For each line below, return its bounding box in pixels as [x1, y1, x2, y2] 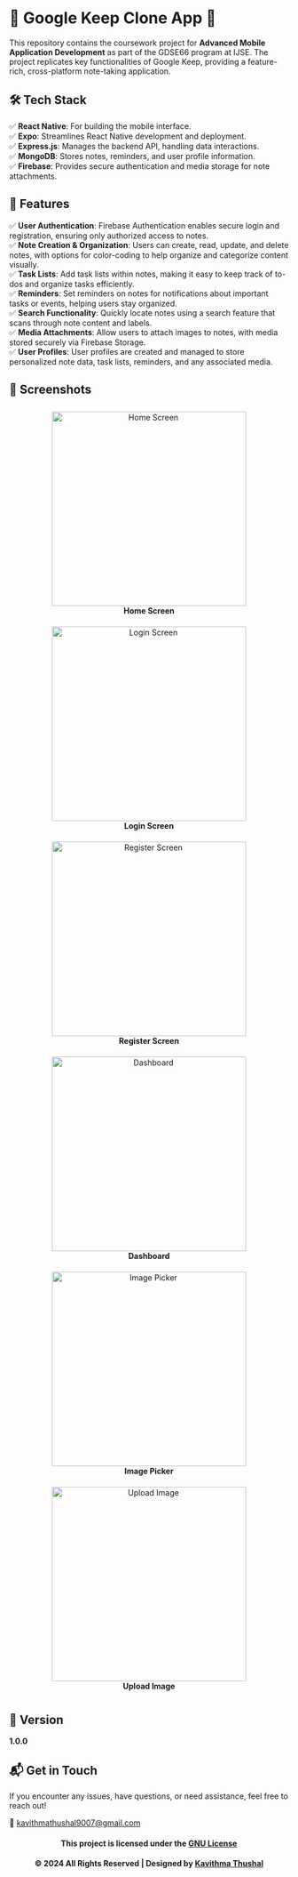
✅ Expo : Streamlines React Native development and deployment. [9, 131, 247, 141]
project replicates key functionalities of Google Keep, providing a [9, 56, 247, 67]
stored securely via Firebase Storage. [9, 337, 146, 348]
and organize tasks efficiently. [25, 278, 135, 289]
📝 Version [9, 1712, 64, 1728]
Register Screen [118, 1036, 180, 1047]
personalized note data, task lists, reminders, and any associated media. [9, 356, 273, 367]
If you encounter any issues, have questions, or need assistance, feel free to [9, 1791, 288, 1801]
